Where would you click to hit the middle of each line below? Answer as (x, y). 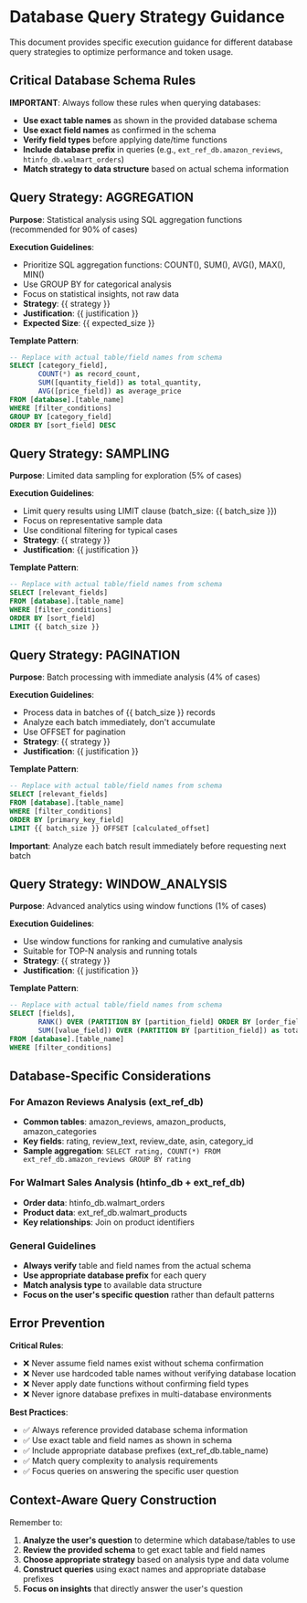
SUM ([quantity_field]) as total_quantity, (120, 383)
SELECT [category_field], (58, 366)
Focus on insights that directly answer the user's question (133, 1588)
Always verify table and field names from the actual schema (137, 1265)
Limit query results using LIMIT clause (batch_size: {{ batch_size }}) (149, 511)
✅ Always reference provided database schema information (135, 1429)
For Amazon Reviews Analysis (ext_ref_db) (106, 1102)
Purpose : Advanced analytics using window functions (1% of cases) (138, 906)
